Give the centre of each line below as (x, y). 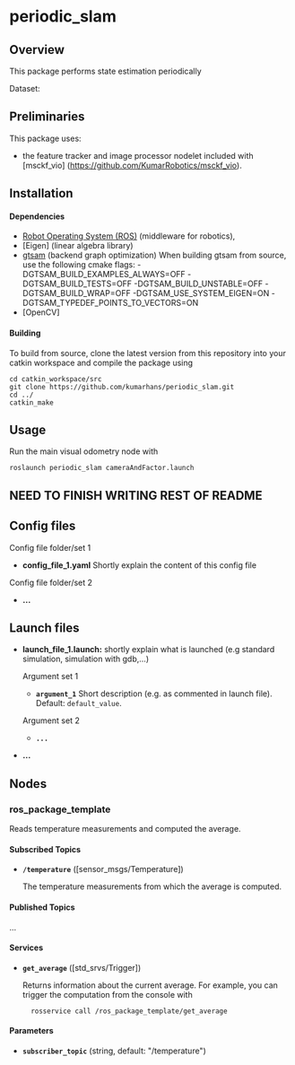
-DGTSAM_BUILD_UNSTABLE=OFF (199, 284)
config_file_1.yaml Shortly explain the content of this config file (139, 565)
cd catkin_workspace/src (56, 379)
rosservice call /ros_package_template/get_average (129, 1011)
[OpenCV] (41, 312)
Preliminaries (47, 117)
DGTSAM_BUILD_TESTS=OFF (77, 284)
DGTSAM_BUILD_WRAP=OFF (77, 293)
